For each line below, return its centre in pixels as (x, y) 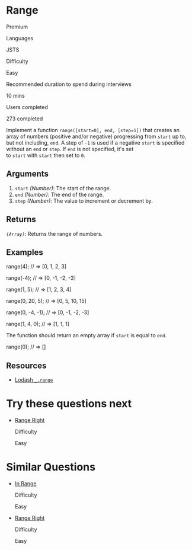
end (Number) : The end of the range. (59, 194)
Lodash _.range (34, 380)
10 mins (15, 95)
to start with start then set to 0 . (46, 155)
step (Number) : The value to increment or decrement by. (84, 201)
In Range (25, 484)
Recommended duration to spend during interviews (69, 84)
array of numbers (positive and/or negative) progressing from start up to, (96, 136)
